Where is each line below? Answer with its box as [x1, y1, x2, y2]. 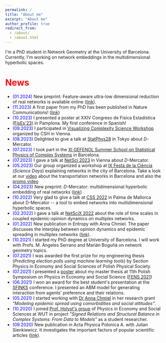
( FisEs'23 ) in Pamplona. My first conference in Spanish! [12, 120, 127, 126]
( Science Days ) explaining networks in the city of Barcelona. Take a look [12, 168, 161, 174]
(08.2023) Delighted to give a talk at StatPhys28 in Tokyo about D [12, 136, 147, 142]
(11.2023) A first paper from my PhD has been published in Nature [12, 104, 148, 110]
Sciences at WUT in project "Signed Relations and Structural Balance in [12, 311, 160, 317]
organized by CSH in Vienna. [12, 130, 72, 136]
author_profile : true [5, 21, 50, 26]
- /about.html [9, 35, 39, 40]
